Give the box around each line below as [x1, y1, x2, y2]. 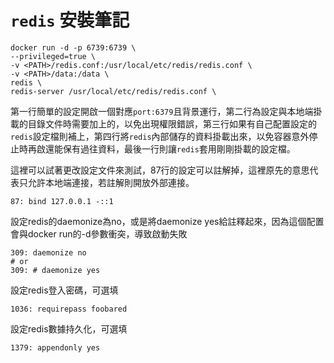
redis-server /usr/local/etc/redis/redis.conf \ [10, 86, 217, 96]
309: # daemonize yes [10, 265, 101, 275]
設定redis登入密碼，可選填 [10, 284, 119, 296]
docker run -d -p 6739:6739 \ [10, 42, 137, 53]
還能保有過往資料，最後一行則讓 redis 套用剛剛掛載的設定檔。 [44, 142, 296, 155]
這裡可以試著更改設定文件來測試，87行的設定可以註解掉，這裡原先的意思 [10, 164, 310, 176]
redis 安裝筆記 [10, 9, 130, 32]
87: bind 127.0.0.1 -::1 [10, 196, 114, 206]
